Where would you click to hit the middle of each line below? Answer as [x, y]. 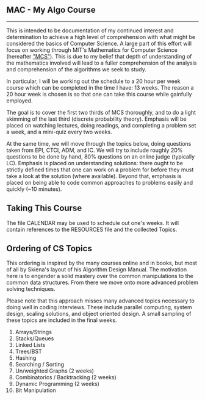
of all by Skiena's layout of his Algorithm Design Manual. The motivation [97, 270]
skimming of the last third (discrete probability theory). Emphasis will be [97, 119]
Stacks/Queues [34, 338]
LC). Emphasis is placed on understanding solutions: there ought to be [95, 163]
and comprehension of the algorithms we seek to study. [76, 69]
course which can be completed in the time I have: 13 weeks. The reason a [100, 87]
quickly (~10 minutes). [34, 189]
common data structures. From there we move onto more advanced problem [103, 282]
